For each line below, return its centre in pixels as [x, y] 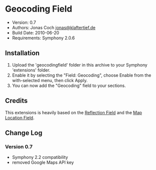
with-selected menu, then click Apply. [50, 80]
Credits [16, 101]
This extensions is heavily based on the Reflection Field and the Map [73, 112]
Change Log [24, 133]
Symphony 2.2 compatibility [40, 157]
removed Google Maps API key [43, 162]
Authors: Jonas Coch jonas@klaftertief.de [54, 27]
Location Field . [20, 118]
